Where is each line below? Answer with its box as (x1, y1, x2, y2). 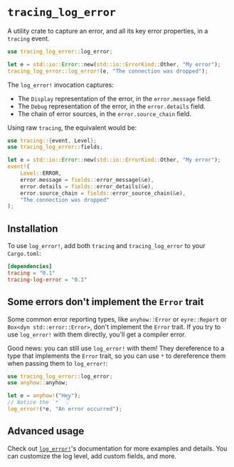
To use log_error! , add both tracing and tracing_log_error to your (7, 242, 206, 250)
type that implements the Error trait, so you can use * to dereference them (7, 351, 226, 360)
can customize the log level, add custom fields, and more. (7, 451, 176, 460)
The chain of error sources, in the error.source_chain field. (17, 109, 192, 118)
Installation (7, 222, 58, 235)
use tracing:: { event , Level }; (7, 137, 97, 144)
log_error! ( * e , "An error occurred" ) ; (7, 406, 122, 413)
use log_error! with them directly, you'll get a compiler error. (7, 330, 186, 339)
